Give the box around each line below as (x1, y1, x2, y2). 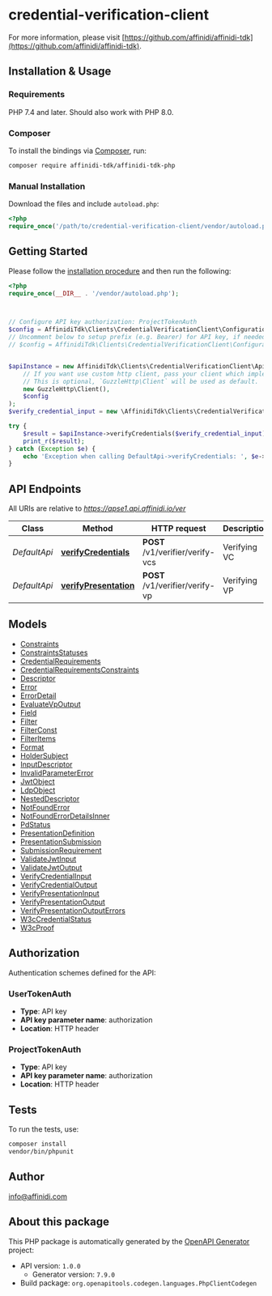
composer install (8, 1140, 67, 1149)
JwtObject (19, 776, 55, 786)
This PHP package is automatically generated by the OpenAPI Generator (8, 1236, 250, 1246)
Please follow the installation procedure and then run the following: (8, 266, 232, 276)
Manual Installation (8, 181, 86, 192)
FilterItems (19, 733, 57, 743)
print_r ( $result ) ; (23, 437, 85, 445)
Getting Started (8, 244, 88, 258)
